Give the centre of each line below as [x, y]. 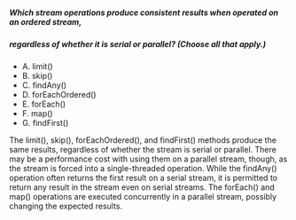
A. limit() [37, 67]
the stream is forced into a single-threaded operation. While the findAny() [143, 169]
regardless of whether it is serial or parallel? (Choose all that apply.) [138, 43]
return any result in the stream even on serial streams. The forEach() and [142, 187]
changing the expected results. [66, 206]
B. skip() [37, 76]
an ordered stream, [46, 21]
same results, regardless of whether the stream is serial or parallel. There [143, 150]
